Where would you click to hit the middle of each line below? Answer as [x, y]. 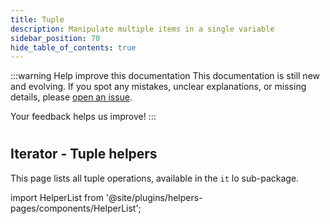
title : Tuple [37, 19]
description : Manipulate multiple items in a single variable [142, 29]
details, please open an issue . [71, 97]
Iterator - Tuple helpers [84, 154]
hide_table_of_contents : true [73, 47]
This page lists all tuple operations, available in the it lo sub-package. [155, 178]
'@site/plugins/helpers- [154, 197]
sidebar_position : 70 [55, 38]
